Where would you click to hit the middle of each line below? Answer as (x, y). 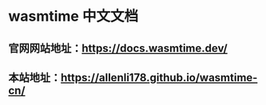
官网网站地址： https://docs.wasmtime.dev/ (118, 48)
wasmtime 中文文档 (73, 16)
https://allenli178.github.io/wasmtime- (159, 78)
